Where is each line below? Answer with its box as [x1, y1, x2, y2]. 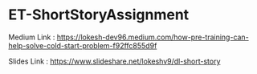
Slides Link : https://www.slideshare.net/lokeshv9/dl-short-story [8, 56, 221, 66]
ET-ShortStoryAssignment [8, 6, 190, 24]
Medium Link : [8, 32, 55, 42]
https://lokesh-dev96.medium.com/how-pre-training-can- [56, 32, 249, 42]
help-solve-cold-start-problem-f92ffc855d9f [8, 40, 157, 50]
